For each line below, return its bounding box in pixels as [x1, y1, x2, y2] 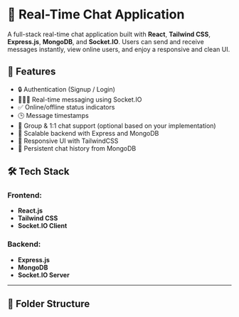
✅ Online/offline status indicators [17, 102, 115, 111]
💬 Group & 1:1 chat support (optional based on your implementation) [17, 121, 216, 130]
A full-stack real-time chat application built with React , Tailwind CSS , [7, 30, 211, 38]
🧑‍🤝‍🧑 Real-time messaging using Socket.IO [17, 95, 142, 104]
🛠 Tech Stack [7, 166, 70, 178]
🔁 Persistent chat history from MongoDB [17, 144, 137, 152]
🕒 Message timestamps [17, 111, 89, 119]
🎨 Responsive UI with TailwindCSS [17, 136, 119, 145]
